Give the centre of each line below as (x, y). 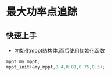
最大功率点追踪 (42, 12)
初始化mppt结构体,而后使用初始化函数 (60, 51)
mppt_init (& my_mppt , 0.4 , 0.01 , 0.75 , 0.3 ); (56, 67)
